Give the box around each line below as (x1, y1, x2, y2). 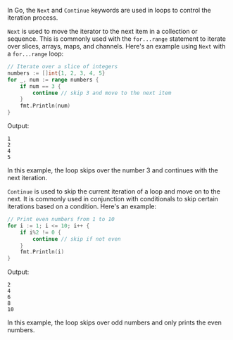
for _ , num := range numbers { (7, 76, 99, 83)
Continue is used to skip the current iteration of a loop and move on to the (7, 187, 220, 196)
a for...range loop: (7, 49, 64, 58)
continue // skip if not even (32, 235, 121, 242)
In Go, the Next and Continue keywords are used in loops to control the (7, 6, 211, 14)
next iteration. (7, 174, 48, 182)
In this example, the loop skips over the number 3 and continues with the (7, 166, 218, 175)
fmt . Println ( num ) (20, 102, 71, 110)
